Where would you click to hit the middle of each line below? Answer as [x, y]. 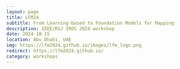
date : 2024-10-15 [28, 34]
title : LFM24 [23, 17]
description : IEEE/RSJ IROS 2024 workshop [60, 28]
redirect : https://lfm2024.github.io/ [55, 51]
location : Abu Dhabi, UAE [39, 40]
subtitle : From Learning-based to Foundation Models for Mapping [90, 23]
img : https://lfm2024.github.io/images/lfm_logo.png [74, 46]
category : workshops [32, 56]
